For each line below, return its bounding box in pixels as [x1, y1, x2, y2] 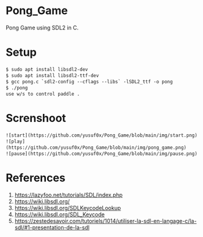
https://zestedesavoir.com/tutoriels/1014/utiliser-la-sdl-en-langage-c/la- [14, 217, 197, 224]
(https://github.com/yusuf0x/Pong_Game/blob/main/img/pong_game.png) [6, 145, 187, 151]
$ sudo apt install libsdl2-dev [6, 66, 88, 72]
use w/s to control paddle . [6, 91, 80, 97]
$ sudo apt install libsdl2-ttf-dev [6, 72, 99, 78]
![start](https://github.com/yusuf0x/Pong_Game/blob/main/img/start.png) [6, 132, 198, 138]
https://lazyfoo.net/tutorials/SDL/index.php [14, 191, 123, 198]
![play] [6, 138, 26, 145]
